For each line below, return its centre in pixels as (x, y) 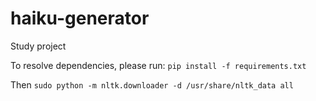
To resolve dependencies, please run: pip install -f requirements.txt (158, 65)
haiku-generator (80, 18)
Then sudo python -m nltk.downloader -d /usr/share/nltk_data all (152, 84)
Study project (38, 46)
